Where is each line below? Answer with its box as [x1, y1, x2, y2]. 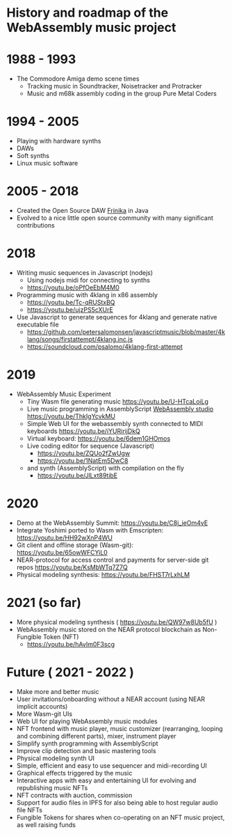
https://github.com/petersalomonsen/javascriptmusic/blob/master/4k [26, 327, 226, 336]
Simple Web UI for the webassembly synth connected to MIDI [26, 419, 204, 427]
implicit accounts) [16, 702, 68, 711]
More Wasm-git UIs [16, 709, 73, 718]
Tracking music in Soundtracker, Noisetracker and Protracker [26, 82, 202, 90]
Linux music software [16, 159, 78, 168]
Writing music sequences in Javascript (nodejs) [16, 268, 154, 276]
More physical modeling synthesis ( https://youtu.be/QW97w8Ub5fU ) [16, 617, 217, 626]
